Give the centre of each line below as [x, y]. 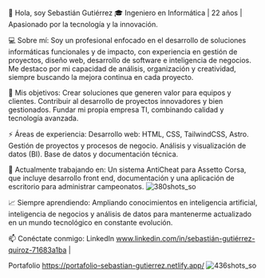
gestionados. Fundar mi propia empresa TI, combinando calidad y [116, 109]
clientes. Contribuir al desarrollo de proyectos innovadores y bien [116, 101]
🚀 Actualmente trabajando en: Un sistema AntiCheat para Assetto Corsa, [127, 169]
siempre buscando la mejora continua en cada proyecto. [101, 77]
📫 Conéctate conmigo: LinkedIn [61, 238]
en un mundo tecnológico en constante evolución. [91, 222]
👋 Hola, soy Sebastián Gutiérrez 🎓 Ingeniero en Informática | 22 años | [125, 13]
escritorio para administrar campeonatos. [76, 187]
